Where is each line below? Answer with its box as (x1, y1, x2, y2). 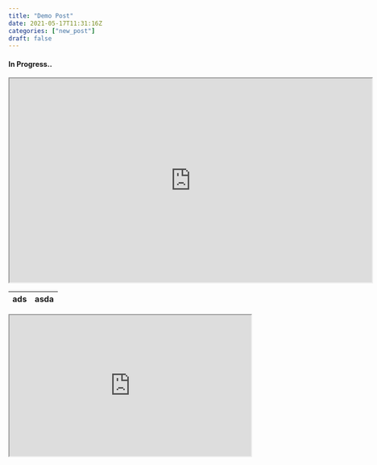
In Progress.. (8, 59, 52, 69)
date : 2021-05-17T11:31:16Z (8, 19, 103, 27)
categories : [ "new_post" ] (8, 27, 95, 35)
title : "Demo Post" (8, 11, 74, 20)
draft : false (8, 34, 52, 43)
